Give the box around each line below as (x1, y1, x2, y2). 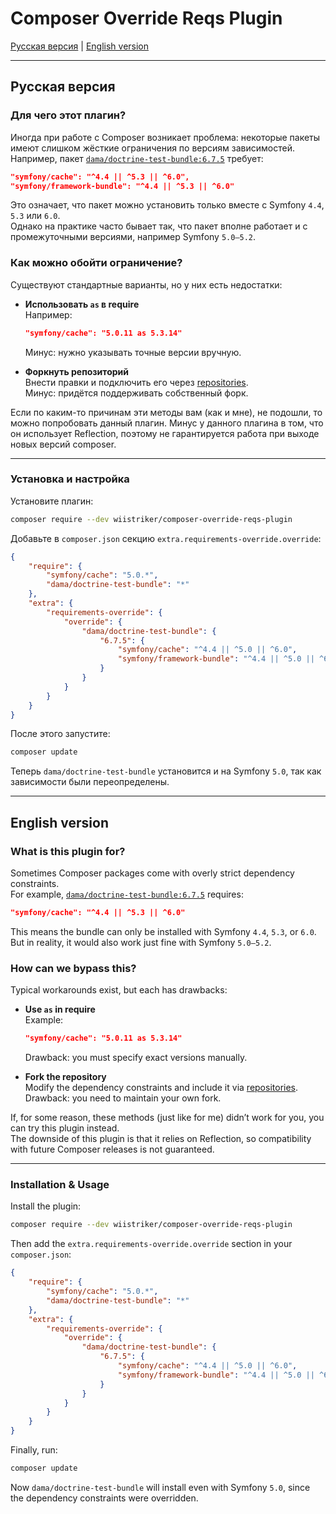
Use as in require (24, 1003, 96, 1016)
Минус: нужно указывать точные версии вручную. (24, 346, 242, 358)
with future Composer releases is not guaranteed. (10, 1143, 215, 1156)
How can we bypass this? (10, 961, 137, 975)
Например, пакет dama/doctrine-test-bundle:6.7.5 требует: (10, 152, 264, 164)
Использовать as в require (24, 298, 140, 310)
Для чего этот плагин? (10, 108, 127, 122)
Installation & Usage (10, 1178, 110, 1191)
